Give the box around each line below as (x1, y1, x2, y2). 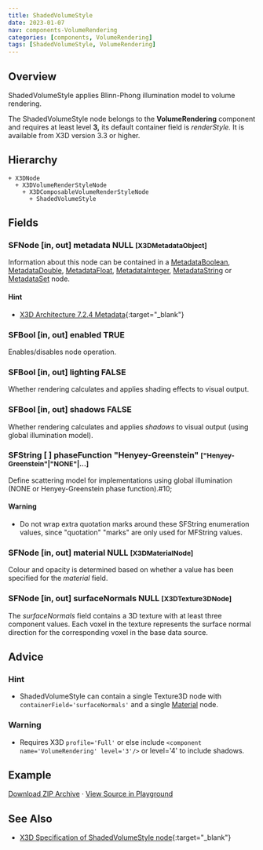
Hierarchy (8, 154, 58, 167)
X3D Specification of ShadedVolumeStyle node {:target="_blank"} (19, 833, 232, 842)
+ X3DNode (8, 174, 41, 182)
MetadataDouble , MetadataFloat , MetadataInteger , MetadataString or (8, 266, 232, 275)
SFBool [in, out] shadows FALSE (8, 404, 132, 415)
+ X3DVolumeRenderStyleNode (15, 181, 108, 189)
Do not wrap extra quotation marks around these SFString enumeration (19, 520, 250, 529)
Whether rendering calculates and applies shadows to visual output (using (8, 421, 249, 432)
